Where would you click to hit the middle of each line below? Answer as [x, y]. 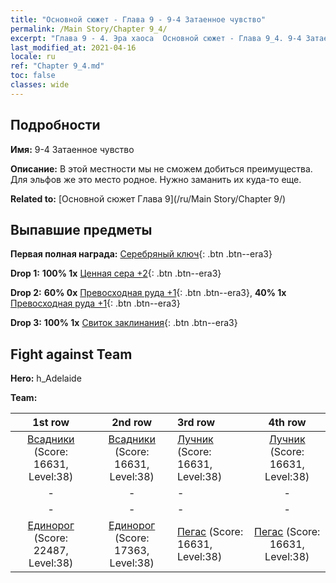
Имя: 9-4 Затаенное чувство [72, 149]
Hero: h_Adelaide [46, 378]
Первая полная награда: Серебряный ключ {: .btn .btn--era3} [141, 254]
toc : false [33, 76]
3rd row [196, 423]
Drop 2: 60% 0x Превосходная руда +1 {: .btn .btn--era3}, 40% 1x [148, 293]
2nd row [132, 423]
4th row [287, 423]
